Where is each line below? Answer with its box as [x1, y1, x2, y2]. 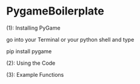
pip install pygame [6, 47, 52, 55]
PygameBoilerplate [6, 4, 104, 18]
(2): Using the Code [6, 59, 56, 66]
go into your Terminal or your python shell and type [6, 36, 135, 43]
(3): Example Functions [6, 71, 64, 78]
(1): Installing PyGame [6, 24, 61, 31]
